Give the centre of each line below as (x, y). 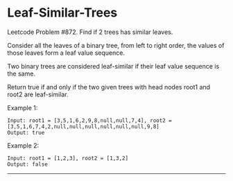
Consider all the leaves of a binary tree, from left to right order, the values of (116, 45)
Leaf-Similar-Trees (62, 13)
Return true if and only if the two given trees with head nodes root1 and (109, 87)
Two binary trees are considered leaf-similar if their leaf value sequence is (113, 66)
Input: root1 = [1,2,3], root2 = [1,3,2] (68, 158)
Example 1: (23, 107)
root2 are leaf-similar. (38, 94)
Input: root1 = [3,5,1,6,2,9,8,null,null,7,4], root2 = (89, 120)
